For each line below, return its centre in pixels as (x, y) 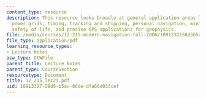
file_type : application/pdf (42, 41)
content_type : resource (37, 12)
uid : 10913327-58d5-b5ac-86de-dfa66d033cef (63, 87)
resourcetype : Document (37, 75)
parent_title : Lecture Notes (44, 63)
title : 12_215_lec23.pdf (38, 81)
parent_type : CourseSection (42, 69)
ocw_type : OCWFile (30, 58)
